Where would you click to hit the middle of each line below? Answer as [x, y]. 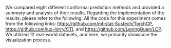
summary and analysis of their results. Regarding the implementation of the [85, 13]
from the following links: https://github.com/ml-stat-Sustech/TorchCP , [79, 23]
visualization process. [28, 40]
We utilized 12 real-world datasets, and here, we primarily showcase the [81, 34]
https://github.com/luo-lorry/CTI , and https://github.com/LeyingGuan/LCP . [84, 29]
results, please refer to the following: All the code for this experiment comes [85, 18]
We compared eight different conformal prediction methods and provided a [85, 7]
